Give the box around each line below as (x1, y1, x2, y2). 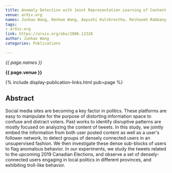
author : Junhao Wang (5, 36, 50, 41)
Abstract (5, 94, 34, 103)
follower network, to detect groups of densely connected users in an (5, 135, 150, 141)
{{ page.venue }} (5, 69, 43, 75)
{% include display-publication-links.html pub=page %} (5, 79, 123, 85)
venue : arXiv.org (5, 12, 43, 17)
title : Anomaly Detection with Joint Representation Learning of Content (5, 7, 167, 13)
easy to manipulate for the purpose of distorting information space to (5, 113, 151, 119)
